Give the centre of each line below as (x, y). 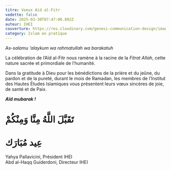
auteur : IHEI (19, 24)
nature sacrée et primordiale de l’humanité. (50, 63)
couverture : (18, 29)
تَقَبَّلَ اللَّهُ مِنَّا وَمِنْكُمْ (40, 120)
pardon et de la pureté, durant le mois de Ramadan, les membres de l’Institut (85, 78)
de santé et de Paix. (26, 89)
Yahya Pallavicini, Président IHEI (39, 157)
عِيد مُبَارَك (24, 143)
